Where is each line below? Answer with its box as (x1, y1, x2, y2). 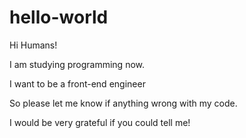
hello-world (9, 6, 109, 29)
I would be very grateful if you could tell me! (9, 116, 191, 128)
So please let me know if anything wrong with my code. (9, 97, 238, 109)
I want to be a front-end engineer (9, 77, 146, 90)
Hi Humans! (9, 39, 58, 51)
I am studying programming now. (9, 58, 146, 70)
